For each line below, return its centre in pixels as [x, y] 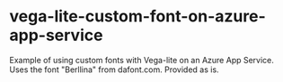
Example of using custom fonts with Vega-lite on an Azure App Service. [141, 60]
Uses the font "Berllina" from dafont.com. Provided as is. [114, 70]
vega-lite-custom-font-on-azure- [138, 16]
